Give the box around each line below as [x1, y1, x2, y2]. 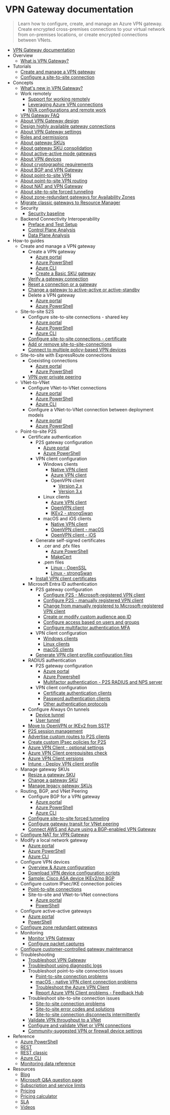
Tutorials [12, 63, 32, 69]
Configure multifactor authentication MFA [43, 624, 130, 630]
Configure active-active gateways [20, 908, 92, 914]
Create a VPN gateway [28, 248, 76, 254]
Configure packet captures [28, 940, 85, 947]
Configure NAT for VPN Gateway [20, 831, 89, 838]
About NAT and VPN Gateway [20, 183, 83, 189]
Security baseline [28, 210, 65, 216]
